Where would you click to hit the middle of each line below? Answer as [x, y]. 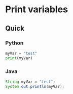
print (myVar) [19, 58]
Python [14, 43]
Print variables [37, 9]
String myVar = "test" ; [30, 82]
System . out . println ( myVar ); [35, 86]
